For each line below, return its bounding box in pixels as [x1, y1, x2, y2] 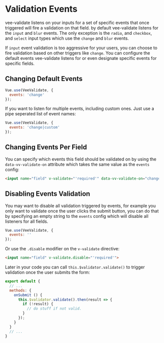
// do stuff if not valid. [26, 306, 82, 311]
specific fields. [5, 60, 35, 66]
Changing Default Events [5, 75, 83, 83]
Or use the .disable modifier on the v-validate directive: [5, 246, 120, 252]
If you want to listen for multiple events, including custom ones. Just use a [5, 106, 155, 111]
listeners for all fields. [5, 218, 48, 224]
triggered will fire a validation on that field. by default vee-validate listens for [5, 25, 159, 30]
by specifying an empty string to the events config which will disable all [5, 213, 149, 219]
